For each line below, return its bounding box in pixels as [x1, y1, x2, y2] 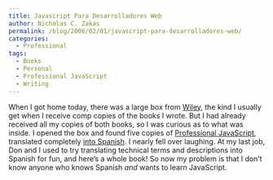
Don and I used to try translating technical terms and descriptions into [8, 145, 243, 155]
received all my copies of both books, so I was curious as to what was [8, 119, 244, 129]
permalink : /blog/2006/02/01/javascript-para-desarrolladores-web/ [8, 27, 243, 35]
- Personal [15, 65, 53, 73]
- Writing [15, 79, 49, 88]
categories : [8, 34, 49, 43]
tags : [8, 49, 27, 58]
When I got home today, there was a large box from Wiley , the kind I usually [8, 102, 262, 112]
